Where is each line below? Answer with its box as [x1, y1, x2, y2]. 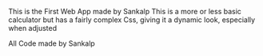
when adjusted [8, 24, 58, 32]
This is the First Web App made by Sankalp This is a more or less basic [8, 7, 242, 16]
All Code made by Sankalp [8, 39, 96, 48]
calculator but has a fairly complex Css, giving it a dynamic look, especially [8, 15, 256, 24]
